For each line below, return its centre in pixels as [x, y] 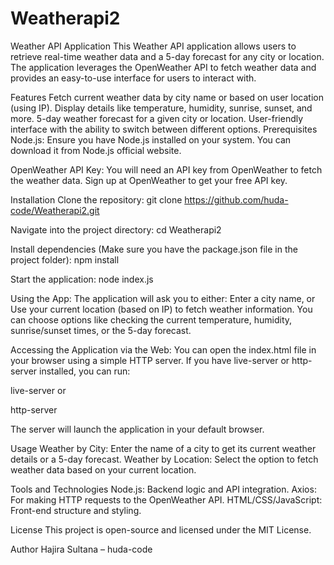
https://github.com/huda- [236, 199]
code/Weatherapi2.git [55, 210]
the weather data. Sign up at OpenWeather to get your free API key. [149, 180]
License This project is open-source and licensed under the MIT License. [161, 529]
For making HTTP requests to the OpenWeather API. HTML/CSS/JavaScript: [166, 499]
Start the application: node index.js [82, 279]
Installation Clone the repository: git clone [96, 199]
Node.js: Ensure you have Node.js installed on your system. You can [151, 139]
